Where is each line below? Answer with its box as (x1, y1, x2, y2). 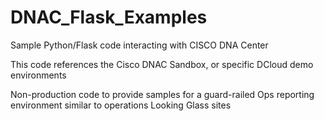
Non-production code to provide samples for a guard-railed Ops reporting (10, 88, 315, 100)
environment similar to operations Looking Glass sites (10, 99, 232, 111)
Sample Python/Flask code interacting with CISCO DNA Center (10, 39, 269, 51)
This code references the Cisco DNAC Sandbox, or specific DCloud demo (10, 58, 314, 70)
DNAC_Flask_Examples (10, 6, 208, 29)
